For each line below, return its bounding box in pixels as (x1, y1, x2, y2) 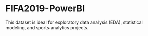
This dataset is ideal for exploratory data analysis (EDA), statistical (5, 19, 143, 25)
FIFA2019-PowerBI (5, 3, 85, 14)
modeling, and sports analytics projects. (5, 24, 89, 30)
